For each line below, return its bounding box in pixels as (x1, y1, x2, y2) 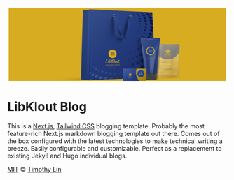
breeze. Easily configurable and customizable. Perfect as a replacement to (7, 144, 222, 152)
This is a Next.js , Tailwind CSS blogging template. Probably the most (7, 121, 205, 130)
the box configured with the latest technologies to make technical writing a (7, 137, 223, 145)
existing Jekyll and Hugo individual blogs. (7, 151, 128, 160)
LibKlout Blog (7, 99, 88, 115)
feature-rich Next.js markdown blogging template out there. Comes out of (7, 129, 220, 137)
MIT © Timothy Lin (7, 165, 62, 173)
